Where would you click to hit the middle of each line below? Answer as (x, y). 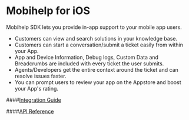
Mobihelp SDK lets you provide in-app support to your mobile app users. (94, 27)
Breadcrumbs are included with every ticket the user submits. (89, 64)
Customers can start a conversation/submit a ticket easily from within (99, 45)
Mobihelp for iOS (48, 11)
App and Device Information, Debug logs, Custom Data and (87, 57)
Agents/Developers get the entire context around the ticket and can (96, 69)
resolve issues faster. (40, 76)
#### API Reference (30, 111)
